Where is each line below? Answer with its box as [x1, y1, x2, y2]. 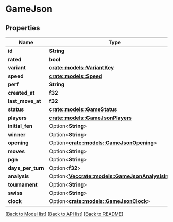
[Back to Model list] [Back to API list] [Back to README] [5, 211, 124, 217]
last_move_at [8, 98, 41, 104]
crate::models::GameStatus [49, 106, 117, 113]
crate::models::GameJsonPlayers [49, 114, 132, 121]
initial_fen [8, 123, 32, 129]
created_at [8, 89, 35, 96]
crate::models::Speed [49, 72, 102, 80]
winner [8, 131, 26, 138]
